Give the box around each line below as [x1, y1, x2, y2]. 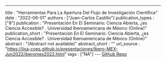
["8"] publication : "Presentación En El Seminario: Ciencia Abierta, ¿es [5, 20, 147, 26]
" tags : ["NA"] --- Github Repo [64, 51, 127, 57]
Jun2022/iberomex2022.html [5, 51, 65, 57]
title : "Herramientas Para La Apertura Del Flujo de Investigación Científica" [5, 10, 158, 15]
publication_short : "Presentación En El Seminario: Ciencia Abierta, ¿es [5, 30, 149, 36]
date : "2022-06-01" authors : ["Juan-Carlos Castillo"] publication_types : [5, 15, 155, 21]
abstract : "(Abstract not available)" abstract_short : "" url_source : [5, 41, 140, 46]
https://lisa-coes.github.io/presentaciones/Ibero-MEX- [7, 46, 118, 52]
